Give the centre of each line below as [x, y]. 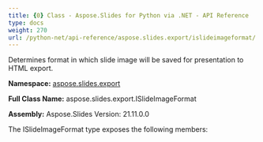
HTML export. [31, 69]
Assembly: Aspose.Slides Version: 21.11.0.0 [79, 114]
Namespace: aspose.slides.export [64, 84]
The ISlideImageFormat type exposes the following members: [108, 129]
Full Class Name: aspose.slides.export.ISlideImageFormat [103, 99]
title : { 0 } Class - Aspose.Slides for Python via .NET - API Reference [128, 15]
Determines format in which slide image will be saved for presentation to [126, 60]
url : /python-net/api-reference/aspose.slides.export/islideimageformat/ [132, 37]
